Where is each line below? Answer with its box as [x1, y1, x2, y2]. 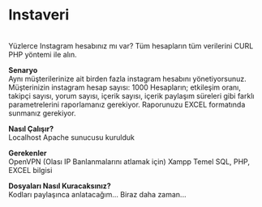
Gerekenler [8, 148, 47, 158]
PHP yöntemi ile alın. [8, 49, 77, 59]
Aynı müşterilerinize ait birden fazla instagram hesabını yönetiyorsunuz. [8, 74, 247, 83]
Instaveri [8, 6, 70, 24]
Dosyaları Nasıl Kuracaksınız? [8, 180, 111, 191]
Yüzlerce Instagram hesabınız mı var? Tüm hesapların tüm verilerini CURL [8, 40, 254, 50]
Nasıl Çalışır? [8, 124, 54, 133]
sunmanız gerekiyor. [8, 108, 76, 118]
